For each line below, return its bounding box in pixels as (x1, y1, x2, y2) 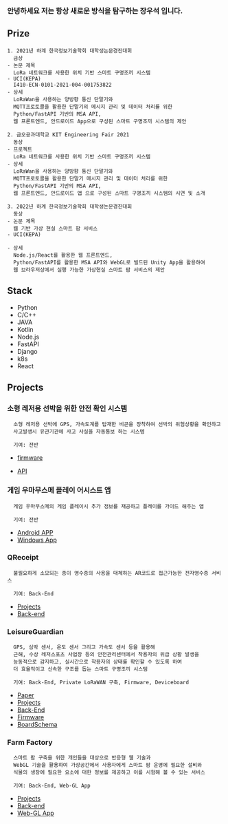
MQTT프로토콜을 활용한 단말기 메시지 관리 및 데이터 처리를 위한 (13, 175, 168, 182)
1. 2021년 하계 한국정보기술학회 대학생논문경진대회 (7, 47, 133, 54)
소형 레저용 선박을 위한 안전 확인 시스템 (7, 403, 128, 413)
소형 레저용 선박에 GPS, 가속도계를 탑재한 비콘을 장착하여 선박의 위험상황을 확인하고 (13, 421, 221, 428)
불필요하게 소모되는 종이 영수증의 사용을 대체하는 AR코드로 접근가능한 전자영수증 (13, 569, 209, 576)
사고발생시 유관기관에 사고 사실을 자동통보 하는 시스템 (13, 428, 145, 435)
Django (16, 347, 38, 355)
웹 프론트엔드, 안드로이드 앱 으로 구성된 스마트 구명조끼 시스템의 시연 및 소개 (13, 189, 206, 197)
